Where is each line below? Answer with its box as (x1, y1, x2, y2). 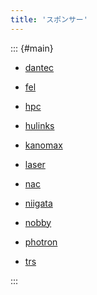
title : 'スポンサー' (10, 14, 88, 25)
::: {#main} (10, 42, 54, 54)
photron (24, 236, 58, 248)
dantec (24, 61, 55, 73)
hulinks (24, 119, 55, 131)
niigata (24, 197, 53, 209)
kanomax (24, 139, 63, 151)
